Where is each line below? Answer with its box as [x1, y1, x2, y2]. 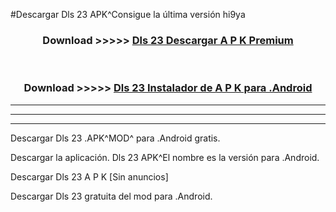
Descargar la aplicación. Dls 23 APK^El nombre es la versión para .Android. [10, 151, 320, 163]
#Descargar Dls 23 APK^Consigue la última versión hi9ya [10, 9, 246, 20]
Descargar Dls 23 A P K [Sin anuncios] [10, 170, 169, 183]
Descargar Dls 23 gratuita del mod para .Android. [10, 190, 213, 202]
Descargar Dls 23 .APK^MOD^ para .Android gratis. [10, 132, 221, 144]
